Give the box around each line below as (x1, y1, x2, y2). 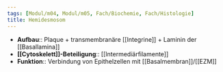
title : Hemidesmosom (7, 16, 66, 23)
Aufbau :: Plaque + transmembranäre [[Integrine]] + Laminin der (16, 35, 197, 43)
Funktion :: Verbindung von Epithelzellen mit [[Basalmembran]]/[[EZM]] (16, 57, 217, 65)
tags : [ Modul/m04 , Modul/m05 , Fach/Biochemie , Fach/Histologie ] (7, 10, 194, 17)
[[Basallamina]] (16, 43, 60, 51)
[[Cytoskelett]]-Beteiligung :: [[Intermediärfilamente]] (16, 49, 169, 58)
